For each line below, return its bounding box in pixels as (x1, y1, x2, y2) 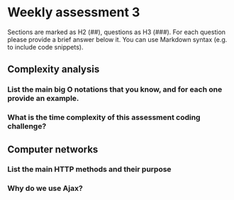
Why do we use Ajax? (7, 184, 83, 194)
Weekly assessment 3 (7, 4, 140, 21)
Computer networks (7, 143, 99, 155)
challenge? (7, 121, 47, 131)
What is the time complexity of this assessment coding (7, 113, 201, 123)
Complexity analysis (7, 63, 100, 75)
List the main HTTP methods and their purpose (7, 165, 172, 174)
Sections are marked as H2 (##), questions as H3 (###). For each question (7, 28, 225, 36)
